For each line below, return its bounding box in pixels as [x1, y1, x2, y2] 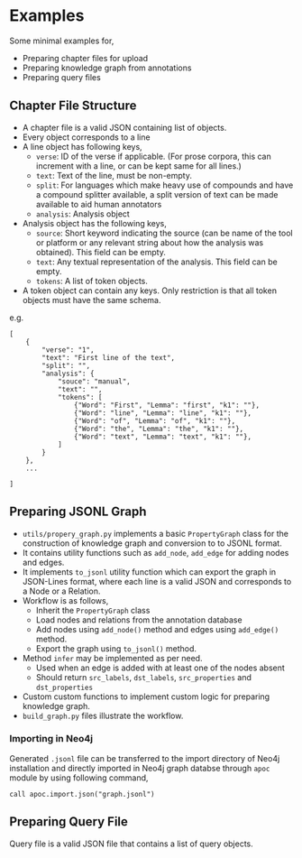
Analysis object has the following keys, [22, 217, 167, 228]
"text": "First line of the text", [41, 353, 176, 362]
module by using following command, [9, 772, 149, 783]
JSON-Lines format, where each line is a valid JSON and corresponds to [22, 576, 292, 586]
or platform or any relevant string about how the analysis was [35, 236, 264, 248]
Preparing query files [22, 71, 101, 82]
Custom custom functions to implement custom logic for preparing [22, 691, 270, 702]
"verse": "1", [41, 345, 95, 355]
